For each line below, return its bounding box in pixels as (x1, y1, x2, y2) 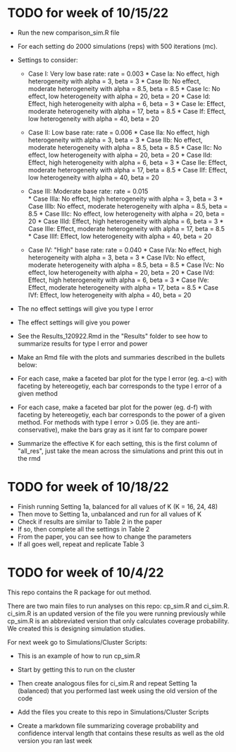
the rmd (17, 454, 41, 462)
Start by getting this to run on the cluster (17, 665, 136, 674)
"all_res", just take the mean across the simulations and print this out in (17, 447, 223, 455)
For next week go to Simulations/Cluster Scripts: (7, 638, 148, 646)
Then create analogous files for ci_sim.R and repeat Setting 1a (17, 678, 197, 687)
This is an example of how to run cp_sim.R (17, 652, 141, 660)
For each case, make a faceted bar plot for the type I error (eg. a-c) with (17, 374, 228, 382)
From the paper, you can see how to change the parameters (17, 532, 192, 541)
